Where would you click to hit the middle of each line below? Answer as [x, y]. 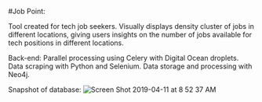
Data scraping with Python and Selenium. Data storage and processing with [130, 66]
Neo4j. [19, 74]
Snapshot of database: [45, 90]
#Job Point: [27, 11]
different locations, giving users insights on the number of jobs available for [130, 35]
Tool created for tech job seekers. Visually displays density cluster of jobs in [131, 26]
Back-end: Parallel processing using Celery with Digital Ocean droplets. [124, 58]
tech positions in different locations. [66, 43]
